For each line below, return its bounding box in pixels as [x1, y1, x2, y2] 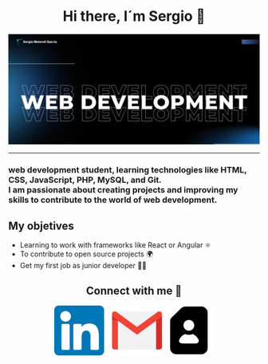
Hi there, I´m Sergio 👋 [62, 7, 206, 26]
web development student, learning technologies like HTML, [8, 164, 247, 176]
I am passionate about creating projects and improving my [8, 184, 238, 196]
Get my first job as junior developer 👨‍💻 [19, 261, 148, 271]
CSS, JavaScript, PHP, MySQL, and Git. [8, 175, 162, 186]
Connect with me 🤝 [86, 283, 182, 298]
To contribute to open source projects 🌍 [19, 249, 154, 259]
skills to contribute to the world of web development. [8, 195, 218, 206]
